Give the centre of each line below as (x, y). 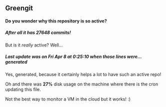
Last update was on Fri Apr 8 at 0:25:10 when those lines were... (73, 56)
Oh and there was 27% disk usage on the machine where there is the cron (82, 84)
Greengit (19, 8)
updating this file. (23, 89)
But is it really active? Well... (34, 45)
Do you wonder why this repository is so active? (56, 21)
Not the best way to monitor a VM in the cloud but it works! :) (68, 99)
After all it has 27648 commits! (38, 32)
